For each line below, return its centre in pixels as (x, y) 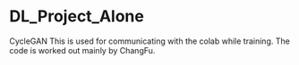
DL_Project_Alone (77, 16)
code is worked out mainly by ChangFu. (82, 50)
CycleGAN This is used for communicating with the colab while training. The (150, 41)
